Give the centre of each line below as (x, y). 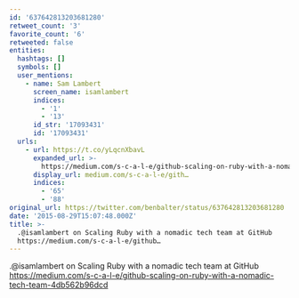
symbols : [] (40, 68)
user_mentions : (45, 76)
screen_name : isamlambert (81, 92)
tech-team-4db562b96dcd (59, 285)
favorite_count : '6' (48, 34)
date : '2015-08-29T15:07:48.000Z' (73, 216)
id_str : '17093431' (69, 125)
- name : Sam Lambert (63, 84)
